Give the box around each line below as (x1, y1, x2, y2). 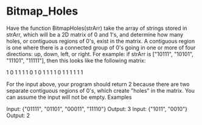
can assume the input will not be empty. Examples (6, 93, 132, 101)
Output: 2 (6, 112, 30, 119)
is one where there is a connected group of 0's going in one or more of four (6, 44, 196, 51)
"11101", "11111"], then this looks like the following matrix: (6, 57, 146, 64)
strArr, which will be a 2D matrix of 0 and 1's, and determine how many (6, 30, 184, 38)
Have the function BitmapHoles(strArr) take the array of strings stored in (6, 24, 187, 32)
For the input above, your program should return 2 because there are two (6, 80, 190, 88)
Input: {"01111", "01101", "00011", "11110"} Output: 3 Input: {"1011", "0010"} (6, 105, 187, 112)
